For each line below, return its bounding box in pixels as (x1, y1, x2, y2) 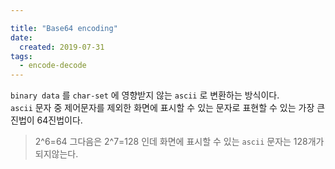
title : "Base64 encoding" (10, 23, 118, 33)
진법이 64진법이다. (10, 114, 83, 126)
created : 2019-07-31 (19, 42, 105, 52)
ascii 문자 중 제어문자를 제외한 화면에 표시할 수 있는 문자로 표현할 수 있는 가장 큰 (10, 102, 326, 114)
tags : (10, 51, 33, 61)
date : (10, 32, 33, 43)
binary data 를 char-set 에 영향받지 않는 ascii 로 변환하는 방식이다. (10, 89, 280, 101)
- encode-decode (19, 61, 87, 71)
